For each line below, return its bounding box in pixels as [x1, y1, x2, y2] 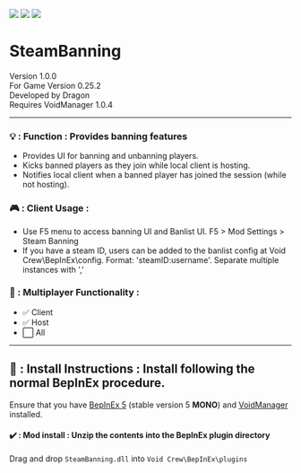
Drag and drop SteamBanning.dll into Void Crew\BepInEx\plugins [9, 453, 248, 464]
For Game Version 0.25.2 [9, 80, 101, 91]
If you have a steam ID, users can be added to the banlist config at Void [21, 245, 287, 256]
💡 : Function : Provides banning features [9, 130, 188, 143]
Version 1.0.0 [9, 70, 57, 81]
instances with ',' [21, 264, 84, 275]
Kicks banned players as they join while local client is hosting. [21, 160, 251, 171]
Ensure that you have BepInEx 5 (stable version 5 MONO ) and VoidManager [9, 399, 288, 410]
